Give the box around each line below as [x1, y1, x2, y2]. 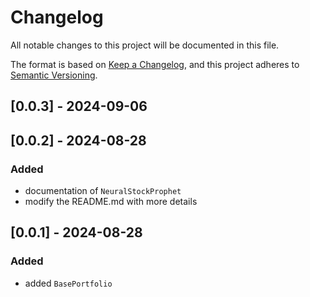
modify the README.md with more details [24, 196, 198, 208]
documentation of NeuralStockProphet [24, 185, 182, 197]
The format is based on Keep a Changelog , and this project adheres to [10, 58, 300, 70]
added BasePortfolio [24, 277, 113, 289]
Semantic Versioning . [10, 69, 98, 81]
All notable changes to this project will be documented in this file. [10, 39, 280, 51]
